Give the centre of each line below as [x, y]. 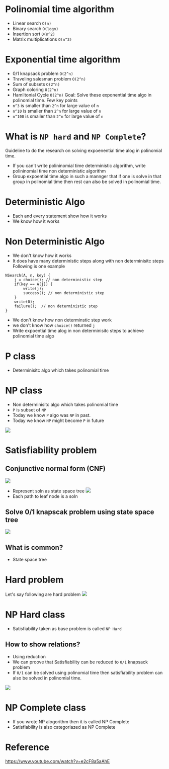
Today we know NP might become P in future [58, 420]
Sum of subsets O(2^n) [36, 84]
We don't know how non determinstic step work [62, 320]
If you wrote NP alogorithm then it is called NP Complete [71, 721]
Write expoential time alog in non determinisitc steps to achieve [78, 330]
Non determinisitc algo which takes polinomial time [65, 404]
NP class [24, 390]
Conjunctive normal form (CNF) [55, 469]
